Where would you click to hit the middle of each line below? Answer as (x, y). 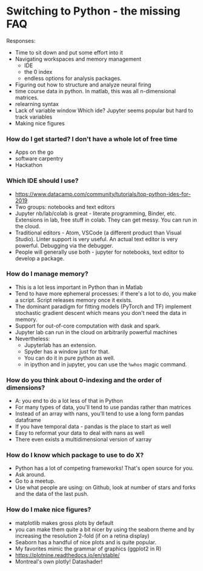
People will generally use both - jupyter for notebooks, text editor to (100, 252)
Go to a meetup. (35, 481)
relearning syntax (37, 104)
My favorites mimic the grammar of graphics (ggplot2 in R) (88, 549)
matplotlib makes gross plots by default (64, 523)
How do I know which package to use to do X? (75, 455)
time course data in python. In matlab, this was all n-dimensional (95, 91)
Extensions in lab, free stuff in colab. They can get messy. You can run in (106, 220)
